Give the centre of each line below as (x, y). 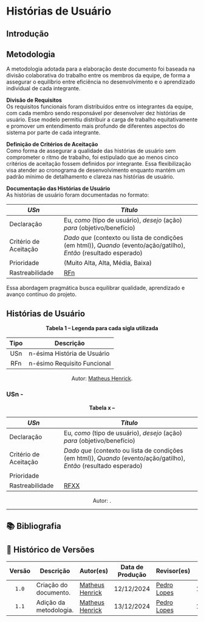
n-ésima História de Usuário (69, 353)
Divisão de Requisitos (34, 100)
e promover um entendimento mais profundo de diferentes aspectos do (96, 126)
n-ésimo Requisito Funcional (70, 364)
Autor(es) (93, 571)
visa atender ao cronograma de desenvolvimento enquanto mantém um (96, 170)
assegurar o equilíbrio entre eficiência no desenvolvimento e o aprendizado (101, 82)
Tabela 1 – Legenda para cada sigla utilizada (102, 328)
